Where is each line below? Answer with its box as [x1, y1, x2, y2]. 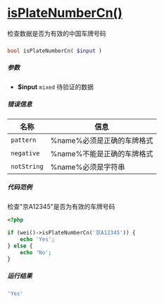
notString [11, 162, 44, 170]
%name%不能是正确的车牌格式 [50, 148, 153, 158]
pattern [11, 136, 37, 144]
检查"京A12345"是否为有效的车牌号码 [7, 202, 115, 210]
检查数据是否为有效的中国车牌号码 [7, 29, 106, 37]
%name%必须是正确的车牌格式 [50, 136, 153, 145]
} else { [7, 242, 33, 250]
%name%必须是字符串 [50, 162, 125, 172]
